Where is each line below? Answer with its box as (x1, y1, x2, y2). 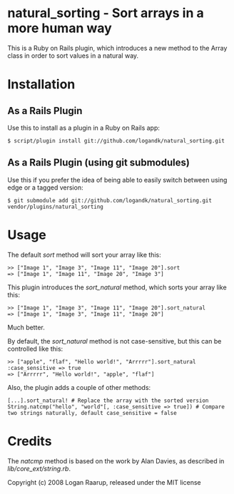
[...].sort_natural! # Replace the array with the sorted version (7, 397, 209, 404)
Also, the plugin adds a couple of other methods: (7, 383, 151, 391)
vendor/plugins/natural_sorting (7, 203, 103, 210)
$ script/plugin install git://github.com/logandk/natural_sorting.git (7, 137, 225, 144)
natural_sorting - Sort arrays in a (7, 5, 205, 21)
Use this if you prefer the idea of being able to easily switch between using (7, 175, 228, 184)
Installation (7, 76, 76, 93)
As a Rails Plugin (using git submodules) (7, 157, 190, 169)
